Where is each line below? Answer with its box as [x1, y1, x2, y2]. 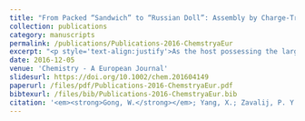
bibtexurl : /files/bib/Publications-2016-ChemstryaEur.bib [9, 89, 238, 98]
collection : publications [9, 22, 107, 31]
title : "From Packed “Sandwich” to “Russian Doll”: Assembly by [9, 13, 258, 23]
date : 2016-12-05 [9, 55, 75, 65]
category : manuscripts [9, 30, 95, 39]
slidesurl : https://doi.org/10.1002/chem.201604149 [9, 73, 209, 82]
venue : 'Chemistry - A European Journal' [9, 65, 169, 74]
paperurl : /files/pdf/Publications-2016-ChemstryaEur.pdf [9, 81, 233, 90]
